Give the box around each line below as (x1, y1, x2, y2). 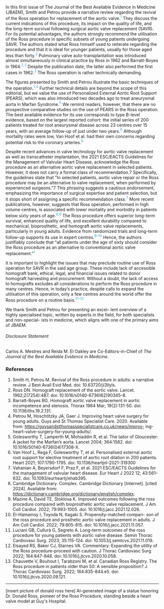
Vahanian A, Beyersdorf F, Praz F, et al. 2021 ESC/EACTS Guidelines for (12, 465, 156, 471)
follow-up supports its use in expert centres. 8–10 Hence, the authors (5, 233, 142, 240)
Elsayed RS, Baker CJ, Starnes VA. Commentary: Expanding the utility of (12, 543, 158, 548)
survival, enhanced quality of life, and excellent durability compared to (5, 218, 147, 223)
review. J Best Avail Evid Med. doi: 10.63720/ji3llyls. (12, 382, 116, 388)
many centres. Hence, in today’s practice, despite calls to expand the (5, 285, 144, 292)
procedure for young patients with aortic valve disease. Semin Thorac (12, 532, 153, 538)
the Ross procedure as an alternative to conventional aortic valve (5, 244, 136, 250)
